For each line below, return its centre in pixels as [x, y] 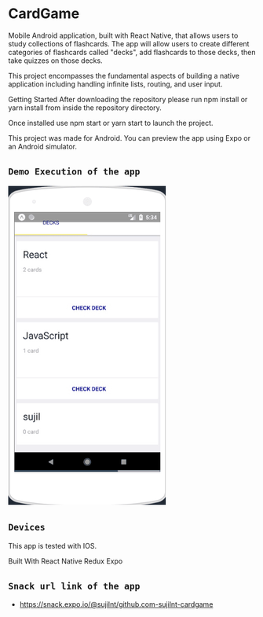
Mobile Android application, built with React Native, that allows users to [123, 35]
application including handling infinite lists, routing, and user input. [115, 84]
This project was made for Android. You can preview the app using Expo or [130, 138]
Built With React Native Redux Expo [66, 561]
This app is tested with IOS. [52, 545]
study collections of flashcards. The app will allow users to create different [129, 43]
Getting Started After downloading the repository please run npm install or [128, 99]
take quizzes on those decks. [56, 61]
